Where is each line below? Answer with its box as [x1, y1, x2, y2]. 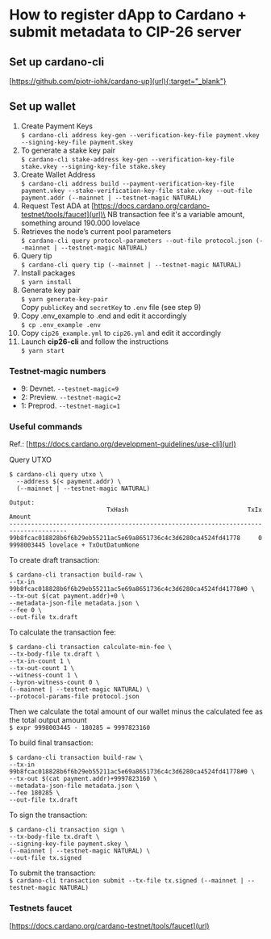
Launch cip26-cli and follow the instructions [20, 337, 169, 346]
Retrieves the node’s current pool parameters [20, 226, 172, 236]
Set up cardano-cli [9, 55, 104, 69]
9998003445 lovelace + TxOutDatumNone [9, 541, 140, 550]
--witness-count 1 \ [9, 672, 79, 680]
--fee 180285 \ [9, 789, 60, 797]
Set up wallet [9, 99, 76, 114]
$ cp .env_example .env [20, 321, 102, 329]
